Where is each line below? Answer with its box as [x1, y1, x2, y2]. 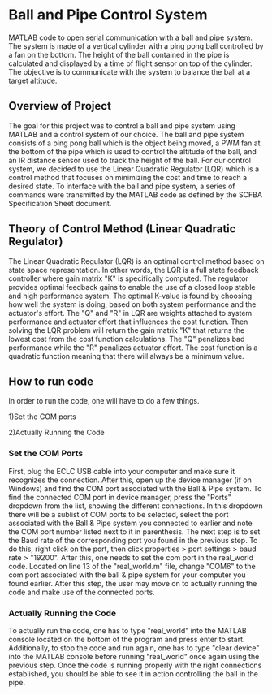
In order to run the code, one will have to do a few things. [8, 396, 200, 406]
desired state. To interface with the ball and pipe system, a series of [8, 181, 235, 191]
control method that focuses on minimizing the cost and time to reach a [8, 172, 248, 182]
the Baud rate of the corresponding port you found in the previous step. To [8, 535, 258, 545]
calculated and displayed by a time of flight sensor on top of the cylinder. [8, 58, 253, 68]
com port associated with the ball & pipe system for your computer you [8, 570, 246, 580]
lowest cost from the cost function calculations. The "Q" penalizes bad [8, 334, 245, 343]
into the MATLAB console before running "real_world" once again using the [8, 651, 260, 661]
